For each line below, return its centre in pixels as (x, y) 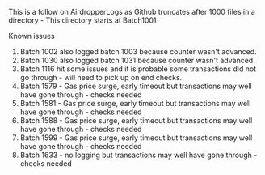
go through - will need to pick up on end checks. (101, 77)
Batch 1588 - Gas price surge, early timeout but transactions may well (136, 120)
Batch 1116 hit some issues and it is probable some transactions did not (138, 69)
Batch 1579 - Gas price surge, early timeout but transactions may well (136, 86)
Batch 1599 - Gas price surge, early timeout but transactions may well (136, 138)
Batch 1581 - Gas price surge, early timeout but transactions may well (135, 103)
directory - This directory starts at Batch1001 (82, 20)
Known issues (32, 36)
